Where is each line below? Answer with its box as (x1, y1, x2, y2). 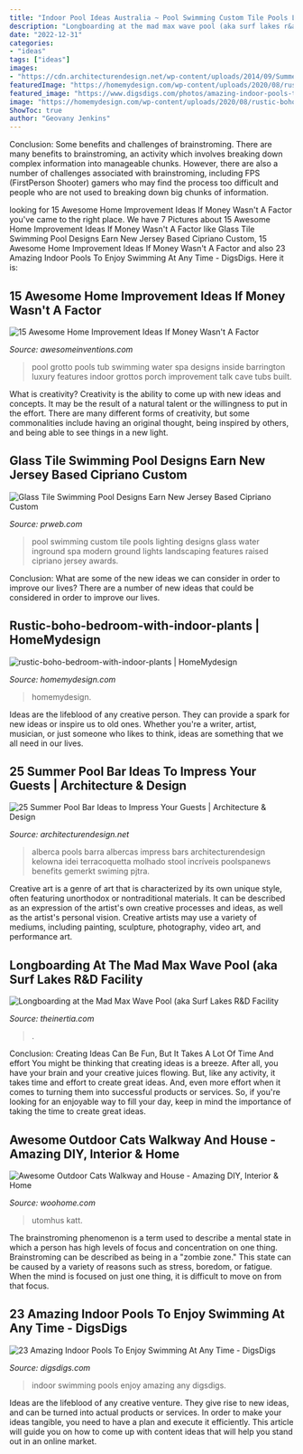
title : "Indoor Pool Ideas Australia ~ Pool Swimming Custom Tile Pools (9, 13, 289, 23)
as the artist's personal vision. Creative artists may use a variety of (9, 912, 257, 923)
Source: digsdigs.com (9, 1362, 91, 1373)
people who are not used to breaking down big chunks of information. (9, 187, 269, 198)
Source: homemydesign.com (9, 674, 116, 685)
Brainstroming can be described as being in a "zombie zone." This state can (9, 1251, 291, 1262)
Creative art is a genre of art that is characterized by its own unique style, (9, 883, 282, 894)
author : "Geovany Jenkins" (9, 114, 111, 123)
